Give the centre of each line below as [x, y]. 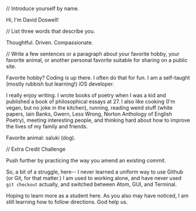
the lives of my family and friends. [47, 126]
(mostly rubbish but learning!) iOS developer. [60, 84]
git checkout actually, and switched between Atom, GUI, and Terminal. [92, 184]
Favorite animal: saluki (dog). [41, 138]
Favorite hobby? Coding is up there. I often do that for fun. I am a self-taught [98, 78]
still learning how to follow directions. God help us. [67, 202]
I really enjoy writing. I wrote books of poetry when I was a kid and [86, 95]
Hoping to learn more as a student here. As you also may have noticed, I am [97, 195]
